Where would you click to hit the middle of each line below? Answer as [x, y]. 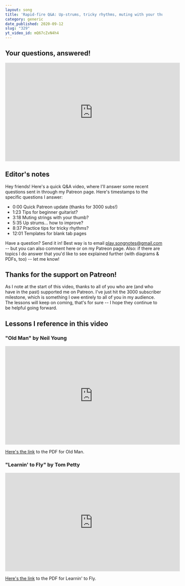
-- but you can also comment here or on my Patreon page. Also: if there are [83, 248]
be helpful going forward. [31, 308]
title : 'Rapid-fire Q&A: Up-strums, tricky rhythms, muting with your [80, 15]
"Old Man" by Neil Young [36, 338]
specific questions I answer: [34, 197]
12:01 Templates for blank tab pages [49, 233]
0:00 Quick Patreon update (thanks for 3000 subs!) [65, 207]
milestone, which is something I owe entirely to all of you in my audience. [80, 297]
